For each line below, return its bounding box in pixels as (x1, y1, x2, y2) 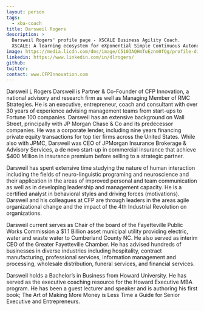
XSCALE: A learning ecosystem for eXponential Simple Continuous (12, 43, 181, 49)
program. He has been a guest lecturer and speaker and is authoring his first (6, 285, 198, 292)
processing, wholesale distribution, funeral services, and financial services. (6, 260, 195, 268)
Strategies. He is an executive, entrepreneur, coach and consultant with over (6, 101, 198, 108)
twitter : (6, 65, 29, 72)
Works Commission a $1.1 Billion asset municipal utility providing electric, (6, 228, 188, 235)
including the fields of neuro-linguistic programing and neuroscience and (6, 171, 189, 178)
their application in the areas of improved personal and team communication (6, 177, 197, 184)
